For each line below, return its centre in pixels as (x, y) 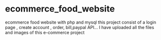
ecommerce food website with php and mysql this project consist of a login (80, 22)
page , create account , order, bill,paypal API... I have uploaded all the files (80, 27)
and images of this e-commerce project (45, 32)
